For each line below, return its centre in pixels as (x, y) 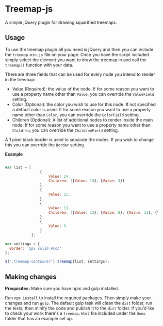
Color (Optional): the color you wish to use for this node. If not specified (84, 104)
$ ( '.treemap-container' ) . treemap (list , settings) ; (57, 262)
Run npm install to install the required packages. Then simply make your (78, 298)
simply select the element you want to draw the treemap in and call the (76, 60)
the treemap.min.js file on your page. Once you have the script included (77, 54)
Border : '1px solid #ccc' (36, 248)
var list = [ (18, 167)
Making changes (31, 277)
